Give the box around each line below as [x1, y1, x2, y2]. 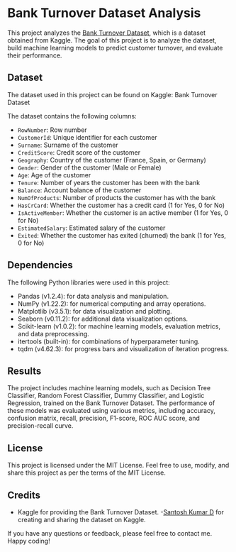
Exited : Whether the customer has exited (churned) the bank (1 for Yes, [17, 231, 227, 239]
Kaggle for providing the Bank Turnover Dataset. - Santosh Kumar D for [17, 508, 225, 516]
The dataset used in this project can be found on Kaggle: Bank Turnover [7, 90, 218, 99]
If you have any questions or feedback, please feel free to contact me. [7, 529, 213, 537]
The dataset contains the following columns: [7, 111, 137, 120]
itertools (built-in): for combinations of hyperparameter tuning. [17, 337, 200, 346]
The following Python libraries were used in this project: [7, 278, 170, 287]
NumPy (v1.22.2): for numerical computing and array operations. [17, 299, 206, 308]
